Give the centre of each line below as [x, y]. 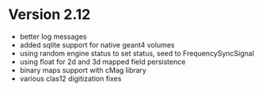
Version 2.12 [49, 15]
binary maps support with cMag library [83, 70]
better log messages [53, 36]
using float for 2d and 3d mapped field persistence [103, 62]
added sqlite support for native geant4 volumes [97, 44]
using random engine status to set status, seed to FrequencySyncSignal [137, 53]
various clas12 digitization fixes [70, 78]
